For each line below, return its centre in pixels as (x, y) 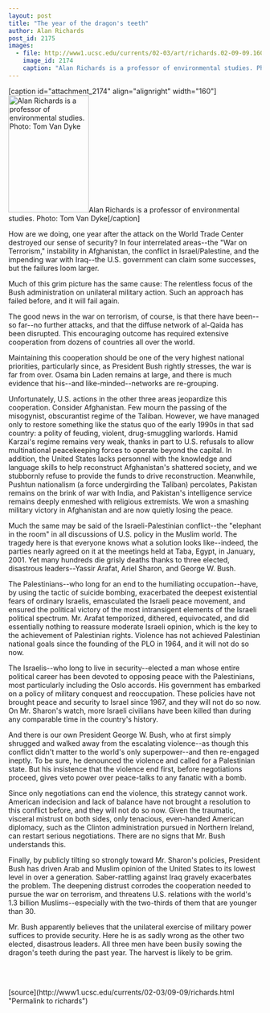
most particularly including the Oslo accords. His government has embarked (135, 685)
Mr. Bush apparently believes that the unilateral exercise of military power (130, 927)
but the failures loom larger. (54, 268)
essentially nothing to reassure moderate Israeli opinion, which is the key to (133, 626)
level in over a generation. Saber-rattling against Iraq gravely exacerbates (130, 877)
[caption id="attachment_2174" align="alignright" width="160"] (112, 91)
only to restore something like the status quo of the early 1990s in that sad (131, 424)
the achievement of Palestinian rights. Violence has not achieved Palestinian (134, 635)
